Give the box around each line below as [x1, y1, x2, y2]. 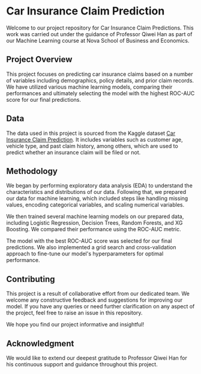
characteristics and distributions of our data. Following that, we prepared [6, 189, 187, 196]
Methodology [6, 166, 58, 176]
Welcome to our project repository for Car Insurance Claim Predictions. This [6, 24, 194, 31]
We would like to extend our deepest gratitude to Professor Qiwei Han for [6, 354, 187, 361]
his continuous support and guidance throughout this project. [6, 361, 158, 368]
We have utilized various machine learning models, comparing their [6, 83, 173, 90]
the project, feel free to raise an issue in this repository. [6, 309, 143, 317]
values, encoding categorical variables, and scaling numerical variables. [6, 201, 185, 208]
